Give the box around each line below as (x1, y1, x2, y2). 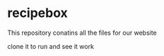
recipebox (7, 5, 69, 21)
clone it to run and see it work (7, 42, 94, 50)
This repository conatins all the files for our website (7, 28, 157, 37)
